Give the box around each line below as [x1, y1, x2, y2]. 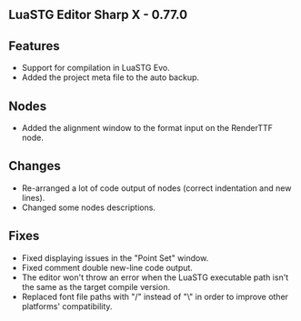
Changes [8, 158, 61, 174]
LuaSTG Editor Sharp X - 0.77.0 [8, 7, 188, 23]
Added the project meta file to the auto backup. [21, 72, 200, 83]
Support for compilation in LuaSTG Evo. [21, 63, 170, 74]
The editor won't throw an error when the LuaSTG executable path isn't [21, 272, 289, 283]
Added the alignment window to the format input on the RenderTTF [21, 123, 274, 134]
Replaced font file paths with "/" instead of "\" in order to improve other [21, 291, 288, 302]
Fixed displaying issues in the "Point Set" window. [21, 252, 209, 263]
